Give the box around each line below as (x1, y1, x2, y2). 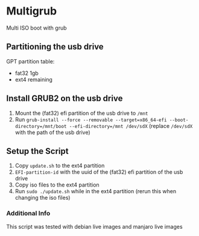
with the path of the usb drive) (14, 129, 90, 136)
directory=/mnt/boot (14, 123, 67, 129)
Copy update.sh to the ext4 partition (14, 162, 105, 170)
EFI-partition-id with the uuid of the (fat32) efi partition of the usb (14, 168, 183, 176)
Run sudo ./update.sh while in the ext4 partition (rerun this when (14, 188, 177, 195)
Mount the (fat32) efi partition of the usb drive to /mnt (14, 109, 149, 116)
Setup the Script (6, 146, 69, 156)
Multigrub (6, 4, 57, 18)
